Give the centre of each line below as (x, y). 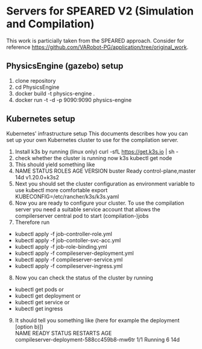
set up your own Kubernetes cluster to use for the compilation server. (93, 139)
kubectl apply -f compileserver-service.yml (69, 259)
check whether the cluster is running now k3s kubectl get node (93, 158)
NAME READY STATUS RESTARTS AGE (63, 333)
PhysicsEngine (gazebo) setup (65, 66)
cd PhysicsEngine (37, 87)
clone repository (35, 80)
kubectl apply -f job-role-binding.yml (61, 246)
